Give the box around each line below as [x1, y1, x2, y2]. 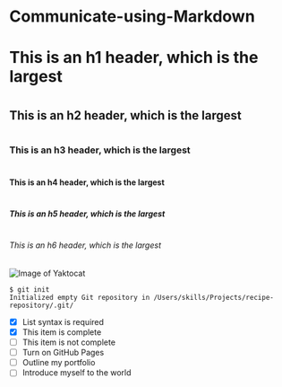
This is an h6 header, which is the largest [9, 240, 161, 251]
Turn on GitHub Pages [21, 347, 105, 358]
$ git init [9, 285, 50, 294]
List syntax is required [21, 316, 105, 327]
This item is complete [21, 326, 102, 338]
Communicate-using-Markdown [9, 6, 255, 27]
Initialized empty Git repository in [9, 293, 150, 302]
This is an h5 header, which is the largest [9, 208, 166, 219]
